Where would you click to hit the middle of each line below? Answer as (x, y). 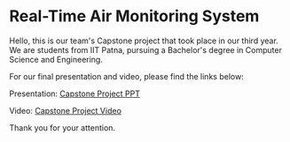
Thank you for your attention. (63, 127)
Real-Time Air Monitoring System (134, 16)
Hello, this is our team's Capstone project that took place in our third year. (144, 41)
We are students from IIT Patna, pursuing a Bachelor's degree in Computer (145, 49)
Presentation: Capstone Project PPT (74, 93)
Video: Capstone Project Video (66, 110)
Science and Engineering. (56, 59)
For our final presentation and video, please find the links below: (126, 76)
